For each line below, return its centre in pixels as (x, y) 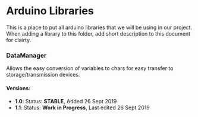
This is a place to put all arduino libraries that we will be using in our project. (99, 27)
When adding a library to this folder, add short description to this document (98, 33)
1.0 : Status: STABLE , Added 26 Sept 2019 (66, 102)
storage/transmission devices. (43, 75)
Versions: (18, 88)
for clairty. (19, 40)
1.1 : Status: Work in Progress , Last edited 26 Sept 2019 (82, 107)
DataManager (26, 55)
